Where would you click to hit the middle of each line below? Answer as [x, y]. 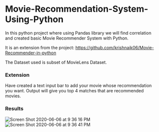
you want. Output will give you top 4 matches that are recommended [74, 91]
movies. [13, 96]
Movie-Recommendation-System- [77, 9]
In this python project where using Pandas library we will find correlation [78, 33]
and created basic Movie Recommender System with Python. [67, 38]
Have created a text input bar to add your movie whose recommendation [79, 86]
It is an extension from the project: [40, 47]
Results [14, 109]
